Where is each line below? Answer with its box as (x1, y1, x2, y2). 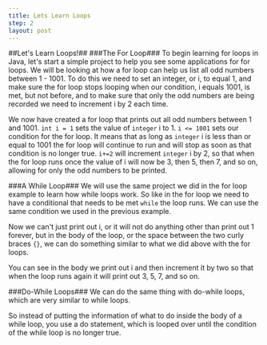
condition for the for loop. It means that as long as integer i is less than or (8, 132, 252, 141)
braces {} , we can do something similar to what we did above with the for (8, 239, 251, 248)
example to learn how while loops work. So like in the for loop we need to (8, 189, 249, 200)
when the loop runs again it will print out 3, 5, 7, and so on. (8, 272, 201, 281)
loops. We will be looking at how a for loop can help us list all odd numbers (8, 65, 254, 75)
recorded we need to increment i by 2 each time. (8, 99, 169, 109)
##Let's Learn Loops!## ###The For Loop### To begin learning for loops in (8, 49, 259, 58)
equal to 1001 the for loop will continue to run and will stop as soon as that (8, 141, 252, 150)
